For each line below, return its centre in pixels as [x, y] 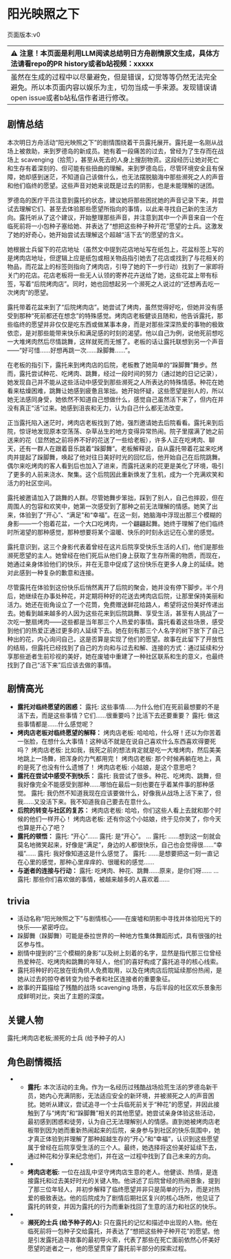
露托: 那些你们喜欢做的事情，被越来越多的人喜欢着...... [93, 879]
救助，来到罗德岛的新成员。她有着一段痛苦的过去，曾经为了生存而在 [121, 151]
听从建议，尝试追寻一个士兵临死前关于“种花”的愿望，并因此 [130, 1104]
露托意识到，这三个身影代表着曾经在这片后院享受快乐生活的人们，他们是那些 [115, 546]
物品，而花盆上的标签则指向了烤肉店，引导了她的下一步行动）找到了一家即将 [115, 266]
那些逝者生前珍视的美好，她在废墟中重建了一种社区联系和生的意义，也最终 [118, 656]
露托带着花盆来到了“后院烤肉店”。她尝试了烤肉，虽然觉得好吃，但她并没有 [112, 307]
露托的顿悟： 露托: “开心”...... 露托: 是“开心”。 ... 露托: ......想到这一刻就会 [119, 836]
